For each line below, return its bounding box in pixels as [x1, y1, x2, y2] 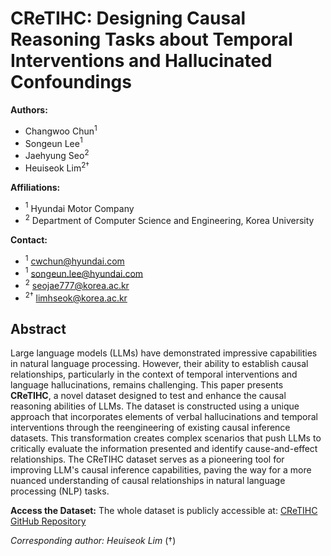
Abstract [10, 320, 67, 337]
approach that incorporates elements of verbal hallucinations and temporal [10, 411, 318, 423]
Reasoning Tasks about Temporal [10, 28, 293, 51]
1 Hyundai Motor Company [24, 200, 135, 214]
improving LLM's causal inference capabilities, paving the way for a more [10, 464, 312, 476]
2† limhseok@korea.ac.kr [24, 290, 128, 304]
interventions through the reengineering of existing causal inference [10, 422, 291, 434]
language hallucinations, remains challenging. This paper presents [10, 379, 284, 391]
